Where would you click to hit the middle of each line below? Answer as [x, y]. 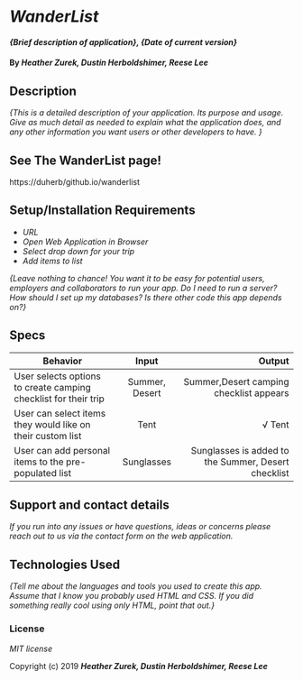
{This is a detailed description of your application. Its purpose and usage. [147, 113]
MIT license [31, 648]
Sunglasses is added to [240, 450]
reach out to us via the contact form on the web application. [121, 536]
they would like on [52, 424]
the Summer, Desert [247, 462]
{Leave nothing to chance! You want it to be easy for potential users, [137, 278]
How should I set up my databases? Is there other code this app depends [146, 297]
